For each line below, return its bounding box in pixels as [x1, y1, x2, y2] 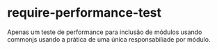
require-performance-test [7, 5, 162, 21]
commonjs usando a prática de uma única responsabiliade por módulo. [7, 35, 211, 43]
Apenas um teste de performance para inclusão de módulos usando [7, 28, 202, 36]
